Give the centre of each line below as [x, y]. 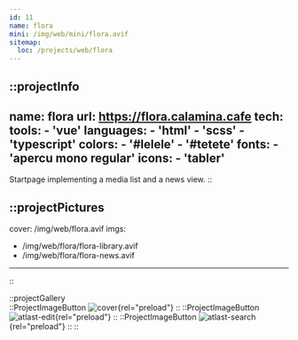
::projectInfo [44, 87]
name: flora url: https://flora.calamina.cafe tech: [146, 116]
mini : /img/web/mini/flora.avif [69, 34]
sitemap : [25, 42]
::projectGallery [37, 298]
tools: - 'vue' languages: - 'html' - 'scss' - [127, 130]
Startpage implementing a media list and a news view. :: [111, 179]
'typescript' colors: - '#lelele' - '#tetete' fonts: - [144, 144]
